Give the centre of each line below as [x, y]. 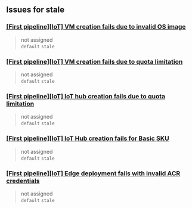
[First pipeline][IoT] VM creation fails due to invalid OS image [96, 27]
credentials [23, 181]
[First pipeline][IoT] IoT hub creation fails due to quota [86, 96]
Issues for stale [35, 10]
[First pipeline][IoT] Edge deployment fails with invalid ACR [93, 173]
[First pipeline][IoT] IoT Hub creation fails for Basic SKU [88, 138]
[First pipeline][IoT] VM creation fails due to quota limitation [95, 61]
